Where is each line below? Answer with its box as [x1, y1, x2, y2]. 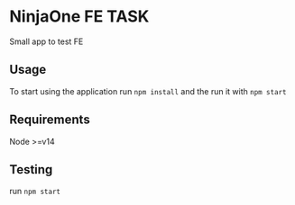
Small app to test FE [9, 36, 84, 47]
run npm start [9, 186, 61, 197]
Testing [9, 162, 53, 177]
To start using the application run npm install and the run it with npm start [9, 85, 287, 96]
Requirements [9, 112, 90, 128]
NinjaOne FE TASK [9, 6, 150, 27]
